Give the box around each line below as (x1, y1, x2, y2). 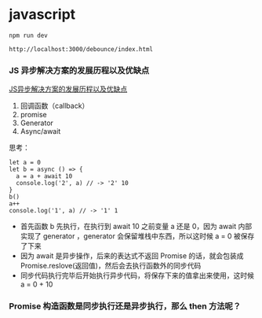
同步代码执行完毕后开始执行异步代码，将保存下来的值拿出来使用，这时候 (20, 271, 254, 280)
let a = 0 (9, 159, 42, 167)
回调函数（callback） (20, 101, 89, 111)
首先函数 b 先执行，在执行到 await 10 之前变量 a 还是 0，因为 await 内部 (20, 222, 253, 231)
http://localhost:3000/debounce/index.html (9, 45, 154, 53)
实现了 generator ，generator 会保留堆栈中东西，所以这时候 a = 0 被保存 (20, 231, 255, 241)
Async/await (20, 127, 61, 136)
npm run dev (9, 31, 48, 39)
